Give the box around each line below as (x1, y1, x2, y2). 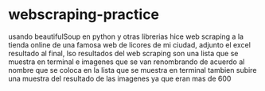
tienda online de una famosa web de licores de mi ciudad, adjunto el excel (8, 40, 251, 49)
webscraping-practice (8, 6, 160, 24)
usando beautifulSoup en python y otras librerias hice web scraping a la (8, 32, 244, 41)
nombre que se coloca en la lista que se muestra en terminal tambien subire (8, 65, 257, 74)
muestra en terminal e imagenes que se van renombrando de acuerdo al (8, 57, 245, 66)
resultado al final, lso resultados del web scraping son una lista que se (8, 48, 239, 58)
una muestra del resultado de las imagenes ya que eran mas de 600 (8, 74, 232, 83)
